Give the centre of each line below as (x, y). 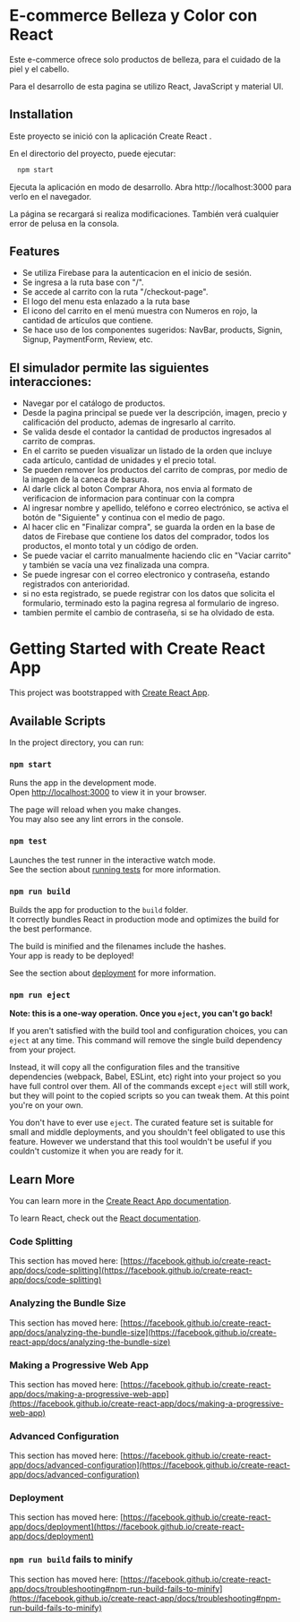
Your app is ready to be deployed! (72, 956)
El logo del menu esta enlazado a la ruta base (106, 302)
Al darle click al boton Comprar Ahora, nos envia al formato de (137, 489)
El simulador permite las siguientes (109, 368)
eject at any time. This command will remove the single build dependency (146, 1041)
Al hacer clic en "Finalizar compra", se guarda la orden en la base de (149, 527)
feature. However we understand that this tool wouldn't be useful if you (141, 1142)
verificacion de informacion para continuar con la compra (129, 499)
